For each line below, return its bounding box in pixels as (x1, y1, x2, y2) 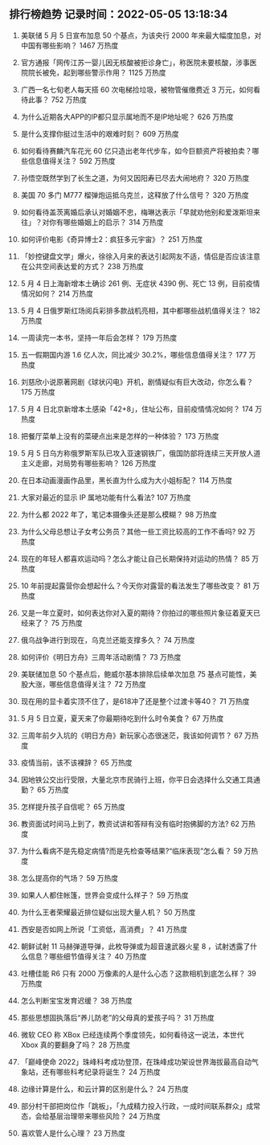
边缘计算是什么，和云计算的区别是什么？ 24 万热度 (20, 1084, 190, 1094)
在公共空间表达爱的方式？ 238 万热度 (20, 261, 144, 271)
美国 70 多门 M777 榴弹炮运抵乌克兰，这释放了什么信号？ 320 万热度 (20, 190, 249, 199)
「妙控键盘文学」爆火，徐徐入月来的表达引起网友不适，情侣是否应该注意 (20, 251, 260, 261)
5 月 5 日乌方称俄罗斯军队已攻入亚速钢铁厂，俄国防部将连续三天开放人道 (20, 448, 261, 458)
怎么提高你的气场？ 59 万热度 (20, 873, 119, 882)
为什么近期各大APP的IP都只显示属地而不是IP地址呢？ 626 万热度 (20, 112, 234, 121)
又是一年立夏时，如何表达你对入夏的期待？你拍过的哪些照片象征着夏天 (20, 607, 254, 617)
